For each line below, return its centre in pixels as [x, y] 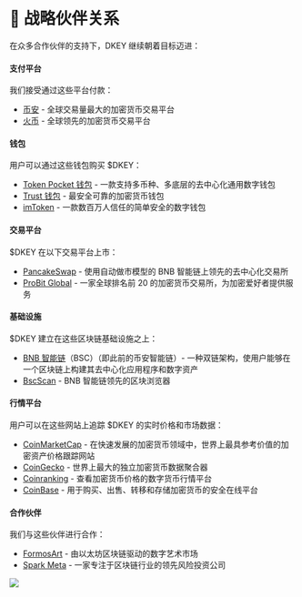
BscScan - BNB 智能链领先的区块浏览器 [96, 380]
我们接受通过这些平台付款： [61, 90]
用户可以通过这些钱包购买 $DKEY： [76, 166]
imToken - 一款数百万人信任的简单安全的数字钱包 [114, 207]
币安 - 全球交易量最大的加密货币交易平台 [99, 109]
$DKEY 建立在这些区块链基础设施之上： [84, 339]
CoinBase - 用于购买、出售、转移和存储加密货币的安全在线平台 [140, 490]
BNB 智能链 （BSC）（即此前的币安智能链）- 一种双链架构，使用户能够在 [156, 358]
